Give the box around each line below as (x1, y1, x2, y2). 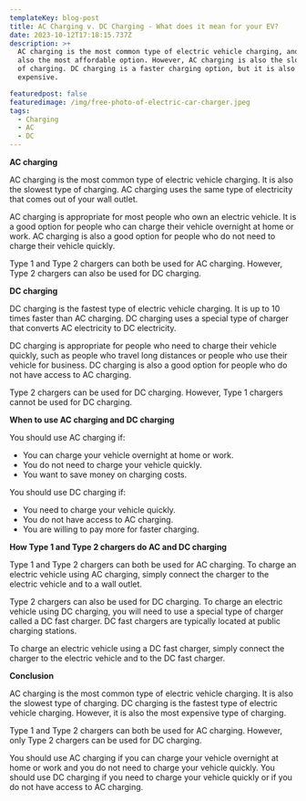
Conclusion (9, 671, 55, 681)
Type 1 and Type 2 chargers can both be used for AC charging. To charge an (9, 559, 297, 570)
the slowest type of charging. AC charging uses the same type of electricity (9, 184, 293, 194)
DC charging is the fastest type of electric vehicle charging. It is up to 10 (9, 303, 280, 314)
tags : (9, 106, 30, 115)
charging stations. (9, 626, 77, 636)
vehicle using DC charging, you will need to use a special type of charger (9, 606, 284, 617)
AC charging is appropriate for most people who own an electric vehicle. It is (9, 212, 297, 222)
